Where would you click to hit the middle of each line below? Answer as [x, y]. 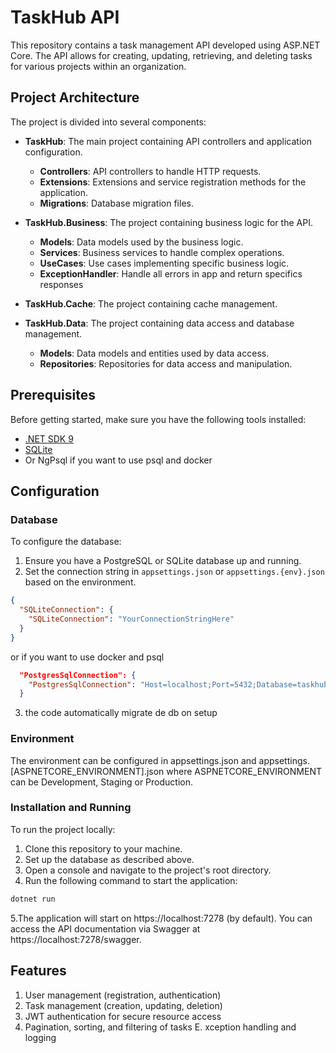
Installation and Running [71, 808]
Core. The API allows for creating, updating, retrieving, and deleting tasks [161, 55]
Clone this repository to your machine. [103, 848]
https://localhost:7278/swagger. [76, 939]
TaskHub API [65, 17]
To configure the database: [66, 542]
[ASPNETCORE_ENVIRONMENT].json [87, 771]
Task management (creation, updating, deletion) [123, 1005]
